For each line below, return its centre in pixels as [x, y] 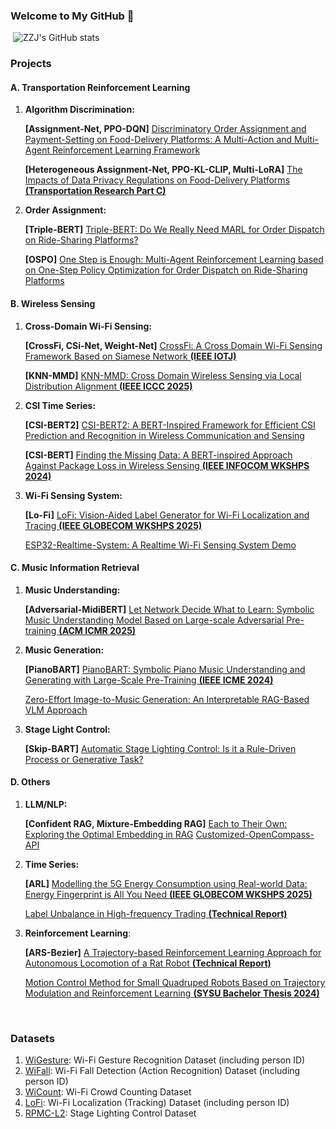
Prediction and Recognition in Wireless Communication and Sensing [164, 435]
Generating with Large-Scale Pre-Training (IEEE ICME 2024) [149, 680]
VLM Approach [56, 710]
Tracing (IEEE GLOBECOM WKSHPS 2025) [113, 525]
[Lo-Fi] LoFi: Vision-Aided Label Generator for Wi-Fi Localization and [167, 515]
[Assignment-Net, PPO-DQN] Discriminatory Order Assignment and [165, 129]
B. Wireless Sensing [53, 304]
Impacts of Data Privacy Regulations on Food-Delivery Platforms [157, 180]
